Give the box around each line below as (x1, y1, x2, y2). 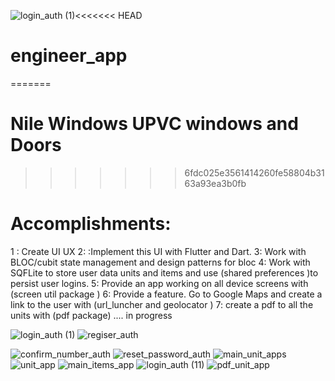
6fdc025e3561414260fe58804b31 (184, 166, 325, 179)
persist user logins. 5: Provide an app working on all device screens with (10, 277, 309, 289)
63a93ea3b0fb (184, 177, 247, 189)
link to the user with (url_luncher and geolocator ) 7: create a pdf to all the (10, 298, 314, 310)
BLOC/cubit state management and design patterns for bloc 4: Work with (10, 256, 311, 268)
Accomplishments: (10, 213, 172, 235)
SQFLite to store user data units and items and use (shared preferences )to (10, 266, 319, 279)
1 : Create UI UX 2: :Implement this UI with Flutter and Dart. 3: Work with (10, 245, 307, 257)
